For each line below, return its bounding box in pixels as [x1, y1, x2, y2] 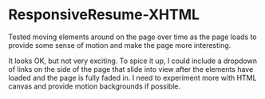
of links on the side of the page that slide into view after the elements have [8, 64, 254, 73]
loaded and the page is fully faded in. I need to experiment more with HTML [8, 73, 257, 82]
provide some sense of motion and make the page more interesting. [8, 40, 231, 49]
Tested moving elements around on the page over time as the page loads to [8, 32, 257, 42]
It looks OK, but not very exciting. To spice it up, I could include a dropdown [8, 56, 258, 65]
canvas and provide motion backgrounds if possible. [8, 81, 181, 91]
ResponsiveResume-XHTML [8, 6, 200, 24]
